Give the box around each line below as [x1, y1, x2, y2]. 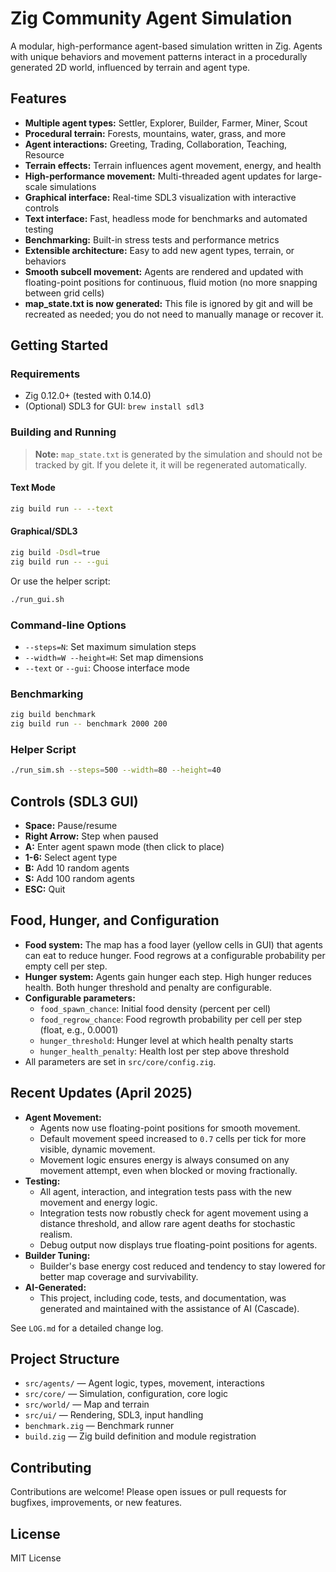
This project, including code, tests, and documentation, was [39, 1292, 287, 1304]
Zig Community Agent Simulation [10, 7, 293, 30]
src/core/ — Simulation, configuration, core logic [24, 1388, 229, 1400]
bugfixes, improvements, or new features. [10, 1497, 183, 1509]
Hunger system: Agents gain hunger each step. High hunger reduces [24, 970, 312, 982]
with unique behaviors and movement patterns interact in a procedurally [10, 50, 308, 62]
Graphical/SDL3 [10, 525, 78, 537]
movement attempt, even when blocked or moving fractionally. [39, 1164, 298, 1176]
